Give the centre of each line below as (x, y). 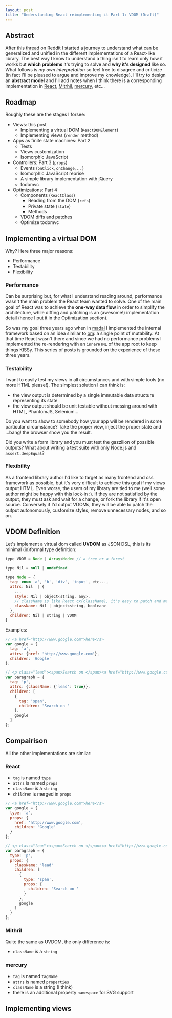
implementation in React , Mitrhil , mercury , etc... (55, 86)
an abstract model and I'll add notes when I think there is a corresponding (84, 80)
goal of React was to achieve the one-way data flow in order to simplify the (85, 307)
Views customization (42, 152)
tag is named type (32, 778)
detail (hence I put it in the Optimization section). (57, 318)
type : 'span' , (39, 880)
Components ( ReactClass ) (48, 195)
